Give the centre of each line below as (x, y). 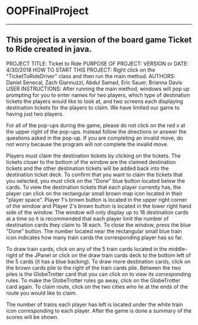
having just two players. (35, 114)
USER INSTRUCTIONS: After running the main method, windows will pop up (98, 89)
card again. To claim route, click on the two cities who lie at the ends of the (97, 287)
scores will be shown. (32, 317)
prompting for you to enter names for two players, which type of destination (98, 95)
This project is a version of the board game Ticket (99, 40)
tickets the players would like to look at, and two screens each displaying (95, 101)
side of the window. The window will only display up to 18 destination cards (97, 212)
